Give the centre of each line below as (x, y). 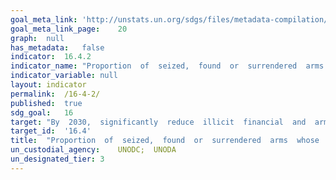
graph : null (37, 38)
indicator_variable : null (64, 76)
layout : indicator (48, 85)
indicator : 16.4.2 (51, 57)
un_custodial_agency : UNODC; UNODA (93, 150)
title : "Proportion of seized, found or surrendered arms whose (165, 141)
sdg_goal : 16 (42, 112)
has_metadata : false (57, 47)
